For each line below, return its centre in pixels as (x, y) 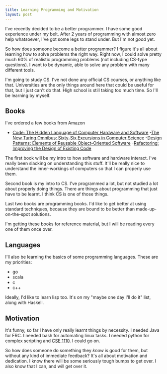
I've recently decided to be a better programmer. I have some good (74, 28)
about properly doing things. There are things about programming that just (81, 189)
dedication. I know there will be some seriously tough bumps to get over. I (81, 361)
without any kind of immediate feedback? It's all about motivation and (76, 356)
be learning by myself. (28, 95)
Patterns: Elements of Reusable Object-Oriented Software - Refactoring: (85, 143)
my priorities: (19, 262)
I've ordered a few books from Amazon (45, 123)
